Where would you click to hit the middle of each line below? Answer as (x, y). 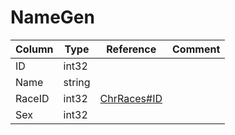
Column (34, 49)
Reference (131, 49)
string (77, 82)
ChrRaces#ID (131, 98)
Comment (196, 49)
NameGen (52, 17)
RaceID (32, 98)
